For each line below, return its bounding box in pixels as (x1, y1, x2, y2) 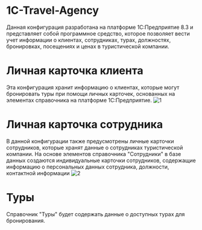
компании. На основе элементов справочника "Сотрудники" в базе (6, 150, 181, 157)
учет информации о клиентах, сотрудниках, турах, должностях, (6, 36, 171, 43)
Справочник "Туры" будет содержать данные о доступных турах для (6, 210, 185, 217)
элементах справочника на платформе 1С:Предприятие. (6, 96, 152, 104)
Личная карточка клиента (6, 64, 144, 78)
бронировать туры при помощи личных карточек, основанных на (6, 90, 175, 97)
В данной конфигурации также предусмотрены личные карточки (6, 137, 174, 145)
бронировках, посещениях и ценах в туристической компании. (6, 43, 170, 50)
